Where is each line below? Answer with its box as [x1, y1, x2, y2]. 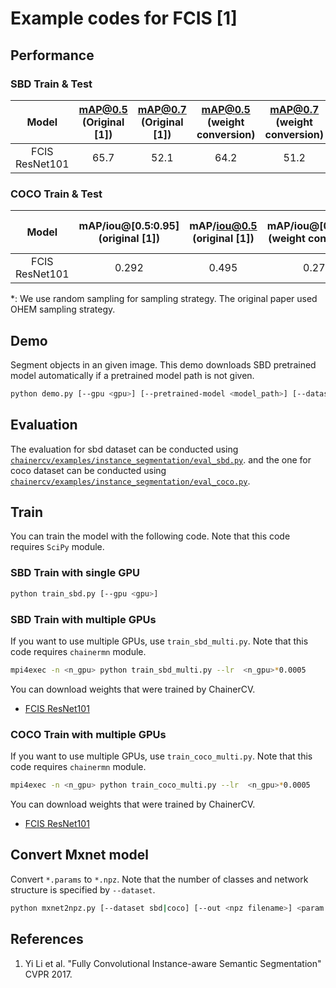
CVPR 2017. [24, 968, 73, 980]
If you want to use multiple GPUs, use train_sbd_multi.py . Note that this [10, 635, 309, 647]
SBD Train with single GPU [10, 566, 141, 580]
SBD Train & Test [10, 77, 93, 91]
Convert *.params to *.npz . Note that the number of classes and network [10, 873, 309, 885]
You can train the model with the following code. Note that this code [10, 530, 291, 542]
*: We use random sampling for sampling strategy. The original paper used [10, 293, 318, 305]
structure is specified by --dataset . [10, 883, 156, 896]
